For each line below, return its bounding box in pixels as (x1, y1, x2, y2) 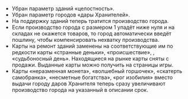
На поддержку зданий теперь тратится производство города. (11, 18, 169, 24)
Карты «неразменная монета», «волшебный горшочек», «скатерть (11, 68, 183, 74)
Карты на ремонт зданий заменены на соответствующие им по (11, 42, 173, 49)
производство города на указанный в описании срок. (11, 87, 148, 93)
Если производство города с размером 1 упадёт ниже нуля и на (11, 24, 175, 31)
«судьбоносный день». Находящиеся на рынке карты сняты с (11, 55, 169, 62)
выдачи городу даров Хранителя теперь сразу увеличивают (11, 80, 166, 87)
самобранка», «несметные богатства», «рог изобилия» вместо (11, 74, 173, 81)
